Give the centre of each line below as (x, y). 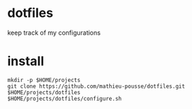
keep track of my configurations (54, 33)
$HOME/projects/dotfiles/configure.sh (64, 98)
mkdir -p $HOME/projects (44, 80)
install (26, 61)
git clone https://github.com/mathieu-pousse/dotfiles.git (96, 86)
